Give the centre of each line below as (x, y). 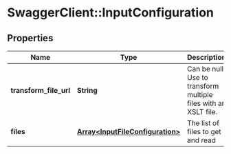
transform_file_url (41, 90)
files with (201, 103)
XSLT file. (202, 112)
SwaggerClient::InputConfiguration (111, 13)
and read (201, 140)
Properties (30, 38)
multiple (200, 95)
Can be (199, 69)
